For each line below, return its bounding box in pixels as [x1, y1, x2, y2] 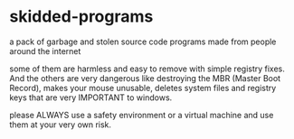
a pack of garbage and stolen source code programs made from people [9, 36, 277, 47]
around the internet [9, 45, 81, 56]
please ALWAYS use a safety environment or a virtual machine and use [9, 109, 274, 120]
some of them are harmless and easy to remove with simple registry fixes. [9, 63, 285, 74]
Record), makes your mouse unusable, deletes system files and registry [9, 82, 277, 93]
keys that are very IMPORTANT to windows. [9, 92, 173, 103]
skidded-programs [9, 6, 154, 27]
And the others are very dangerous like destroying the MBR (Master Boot [9, 72, 281, 83]
